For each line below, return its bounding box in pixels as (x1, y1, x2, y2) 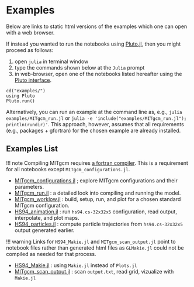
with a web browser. (6, 29, 55, 36)
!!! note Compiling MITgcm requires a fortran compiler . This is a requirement (6, 159, 189, 167)
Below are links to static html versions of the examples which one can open (6, 23, 188, 30)
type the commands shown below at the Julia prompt (14, 64, 145, 71)
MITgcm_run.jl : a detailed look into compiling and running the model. (14, 189, 181, 196)
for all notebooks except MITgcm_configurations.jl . (6, 165, 130, 172)
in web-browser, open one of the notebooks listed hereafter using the (14, 70, 182, 77)
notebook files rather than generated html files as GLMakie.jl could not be (6, 244, 184, 251)
